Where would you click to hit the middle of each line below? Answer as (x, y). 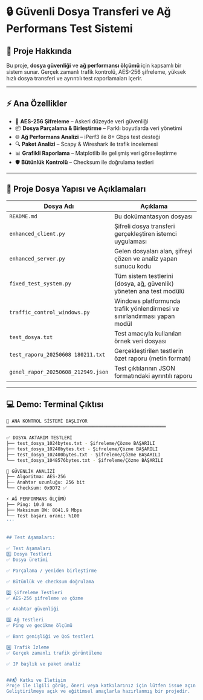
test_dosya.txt (31, 337)
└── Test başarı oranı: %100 (43, 516)
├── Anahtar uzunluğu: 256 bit (46, 482)
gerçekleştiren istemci (145, 233)
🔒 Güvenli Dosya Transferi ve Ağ (89, 12)
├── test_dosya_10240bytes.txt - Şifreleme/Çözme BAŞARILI (82, 449)
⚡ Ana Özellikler (37, 104)
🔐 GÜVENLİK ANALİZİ (31, 471)
